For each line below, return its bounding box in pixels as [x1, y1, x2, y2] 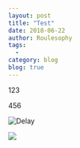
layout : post [8, 11, 51, 20]
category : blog [8, 56, 59, 64]
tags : [8, 41, 26, 49]
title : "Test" [8, 19, 55, 27]
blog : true [8, 64, 44, 72]
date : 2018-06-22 [8, 26, 66, 34]
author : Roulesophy [8, 33, 73, 42]
